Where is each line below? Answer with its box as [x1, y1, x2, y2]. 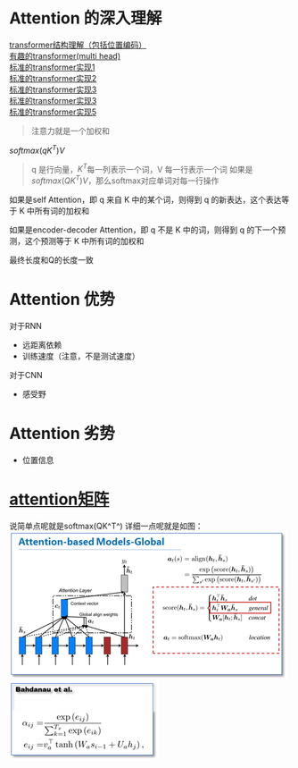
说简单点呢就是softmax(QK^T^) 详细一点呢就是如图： [9, 520, 203, 531]
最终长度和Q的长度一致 [9, 254, 94, 265]
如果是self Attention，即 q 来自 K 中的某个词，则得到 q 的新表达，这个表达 [9, 194, 282, 205]
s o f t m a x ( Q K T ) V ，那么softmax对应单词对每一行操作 [30, 173, 219, 186]
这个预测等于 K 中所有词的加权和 [24, 235, 145, 246]
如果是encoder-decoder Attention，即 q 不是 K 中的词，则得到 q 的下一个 [9, 224, 278, 235]
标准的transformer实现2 [9, 72, 97, 83]
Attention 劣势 [9, 424, 116, 443]
